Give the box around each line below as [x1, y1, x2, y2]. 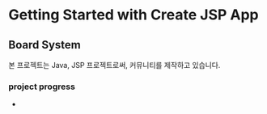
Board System [8, 38, 81, 52]
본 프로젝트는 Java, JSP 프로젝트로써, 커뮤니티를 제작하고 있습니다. [8, 61, 221, 70]
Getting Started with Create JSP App [8, 6, 259, 24]
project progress [8, 81, 75, 92]
